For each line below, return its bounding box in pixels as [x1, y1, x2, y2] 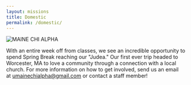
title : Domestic [6, 14, 46, 20]
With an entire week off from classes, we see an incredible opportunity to [6, 47, 186, 54]
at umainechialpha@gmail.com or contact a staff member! [6, 72, 148, 80]
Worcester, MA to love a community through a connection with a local [6, 60, 177, 67]
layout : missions [6, 8, 49, 15]
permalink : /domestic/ [6, 19, 62, 25]
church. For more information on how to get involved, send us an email [6, 66, 179, 73]
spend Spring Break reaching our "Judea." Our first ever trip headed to [6, 54, 179, 61]
